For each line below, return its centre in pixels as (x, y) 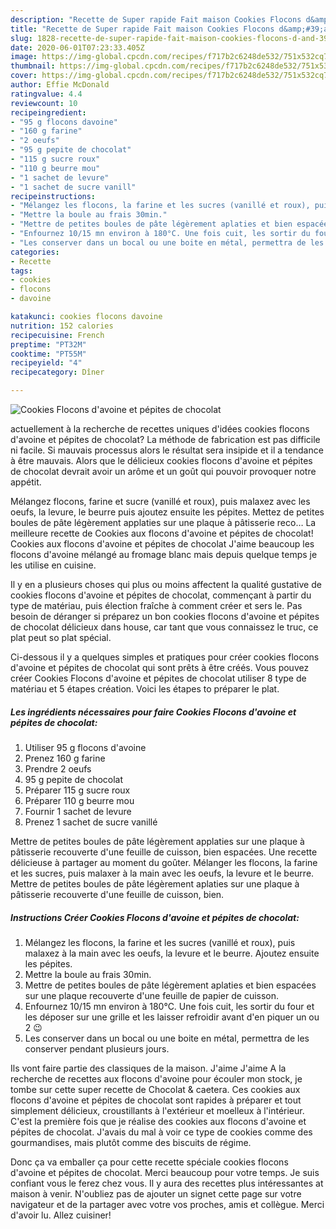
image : (24, 57)
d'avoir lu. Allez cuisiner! (61, 1215)
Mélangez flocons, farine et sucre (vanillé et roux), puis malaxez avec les (160, 501)
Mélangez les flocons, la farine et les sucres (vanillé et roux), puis (160, 942)
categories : (35, 252)
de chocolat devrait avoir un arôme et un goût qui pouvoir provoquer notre (163, 471)
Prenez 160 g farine (65, 758)
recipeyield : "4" (46, 363)
